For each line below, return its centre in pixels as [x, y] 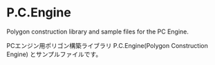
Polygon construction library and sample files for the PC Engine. [98, 31]
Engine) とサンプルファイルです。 [54, 54]
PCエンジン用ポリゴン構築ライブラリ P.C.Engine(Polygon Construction [107, 45]
